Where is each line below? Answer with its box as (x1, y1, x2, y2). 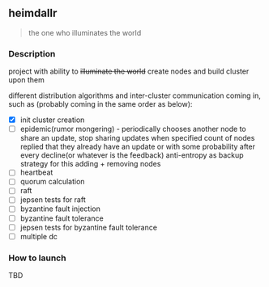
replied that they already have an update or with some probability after (19, 141, 256, 152)
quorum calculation (19, 177, 85, 187)
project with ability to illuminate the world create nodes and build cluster (8, 66, 250, 76)
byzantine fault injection (19, 204, 101, 213)
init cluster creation (19, 115, 85, 125)
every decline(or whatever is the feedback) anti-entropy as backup (19, 150, 245, 160)
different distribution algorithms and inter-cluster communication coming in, (8, 91, 262, 100)
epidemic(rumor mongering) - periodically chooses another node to (19, 125, 246, 134)
